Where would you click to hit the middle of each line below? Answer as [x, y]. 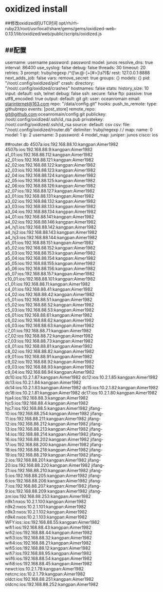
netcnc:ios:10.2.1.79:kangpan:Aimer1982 [45, 574]
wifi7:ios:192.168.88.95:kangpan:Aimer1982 [48, 553]
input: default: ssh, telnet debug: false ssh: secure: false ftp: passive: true [79, 93]
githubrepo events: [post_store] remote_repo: [50, 109]
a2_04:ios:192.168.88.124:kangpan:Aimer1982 [51, 175]
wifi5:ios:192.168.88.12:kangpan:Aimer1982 [48, 548]
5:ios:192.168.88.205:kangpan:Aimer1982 [46, 476]
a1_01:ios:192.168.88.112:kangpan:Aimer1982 [49, 154]
